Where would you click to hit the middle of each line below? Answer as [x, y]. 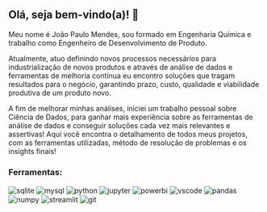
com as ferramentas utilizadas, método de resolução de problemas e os [128, 143]
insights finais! [32, 151]
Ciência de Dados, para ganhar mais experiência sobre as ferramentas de [131, 117]
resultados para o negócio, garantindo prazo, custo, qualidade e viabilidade [134, 84]
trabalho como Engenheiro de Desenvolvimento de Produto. [108, 43]
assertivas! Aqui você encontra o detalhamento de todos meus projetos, [128, 134]
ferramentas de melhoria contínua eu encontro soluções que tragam [122, 75]
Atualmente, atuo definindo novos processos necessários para [112, 58]
